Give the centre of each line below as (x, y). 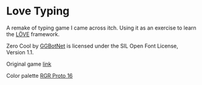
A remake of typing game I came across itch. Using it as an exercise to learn (101, 28)
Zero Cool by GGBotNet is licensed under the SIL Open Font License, (92, 46)
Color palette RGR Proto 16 (39, 75)
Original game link (29, 64)
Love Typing (38, 11)
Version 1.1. (20, 52)
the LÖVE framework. (33, 34)
